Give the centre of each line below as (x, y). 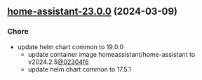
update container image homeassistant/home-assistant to (111, 54)
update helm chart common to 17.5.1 (80, 69)
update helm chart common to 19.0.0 (70, 47)
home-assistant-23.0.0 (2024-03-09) (92, 12)
